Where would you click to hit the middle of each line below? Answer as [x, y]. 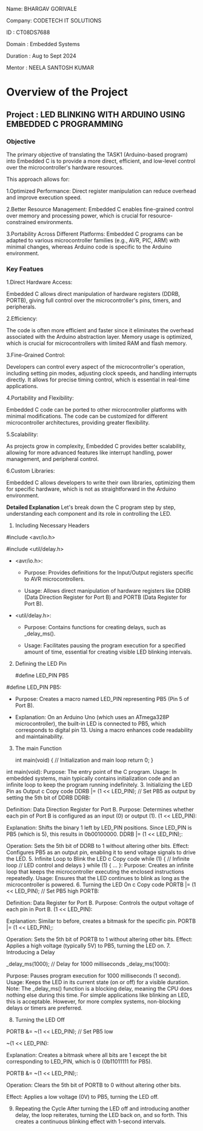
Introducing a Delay [31, 952]
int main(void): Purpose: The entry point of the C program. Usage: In [92, 772]
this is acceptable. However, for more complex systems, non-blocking [94, 1002]
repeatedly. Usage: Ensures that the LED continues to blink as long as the [98, 878]
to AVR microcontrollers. [55, 579]
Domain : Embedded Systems [43, 44]
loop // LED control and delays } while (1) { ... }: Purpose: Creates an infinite [100, 866]
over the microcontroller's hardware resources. [65, 167]
